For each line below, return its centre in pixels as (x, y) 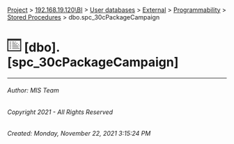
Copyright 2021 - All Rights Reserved (60, 112)
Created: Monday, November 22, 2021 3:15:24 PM (79, 134)
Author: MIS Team (33, 90)
